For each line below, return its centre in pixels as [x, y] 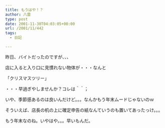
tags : [11, 33]
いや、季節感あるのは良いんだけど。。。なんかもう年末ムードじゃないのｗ [80, 99]
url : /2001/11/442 [24, 28]
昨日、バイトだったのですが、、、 [38, 57]
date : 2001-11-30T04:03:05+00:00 [40, 24]
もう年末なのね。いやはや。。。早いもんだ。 [49, 120]
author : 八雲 [18, 14]
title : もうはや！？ [24, 10]
